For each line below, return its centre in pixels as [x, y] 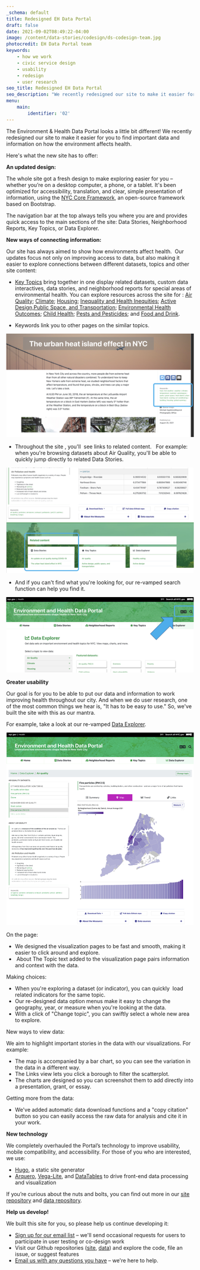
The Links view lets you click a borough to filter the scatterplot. [92, 1074]
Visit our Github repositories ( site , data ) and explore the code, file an [99, 1248]
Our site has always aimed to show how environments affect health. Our [95, 251]
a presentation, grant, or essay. [53, 1087]
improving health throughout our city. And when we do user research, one [97, 700]
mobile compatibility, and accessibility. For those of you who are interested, [99, 1152]
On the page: [22, 935]
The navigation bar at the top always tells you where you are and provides [97, 216]
